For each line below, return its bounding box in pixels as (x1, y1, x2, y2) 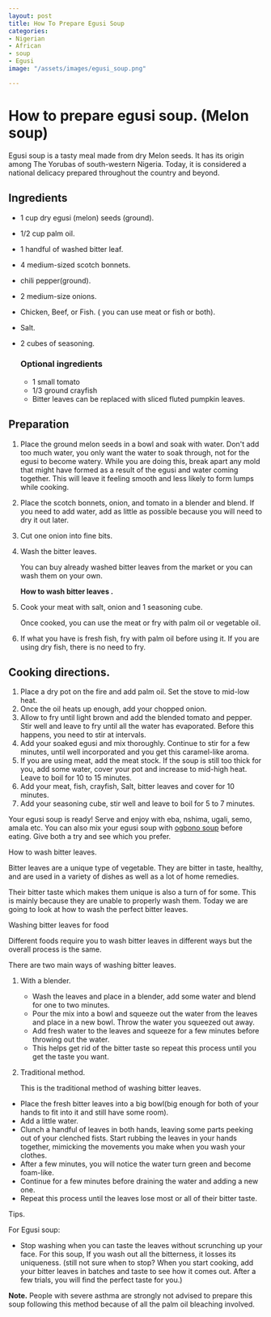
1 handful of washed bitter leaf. (19, 244, 124, 254)
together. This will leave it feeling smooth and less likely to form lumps (19, 473, 255, 483)
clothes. (19, 1151, 48, 1161)
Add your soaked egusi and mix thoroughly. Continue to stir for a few (19, 739, 251, 748)
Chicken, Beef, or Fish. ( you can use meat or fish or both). (19, 307, 216, 317)
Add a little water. (19, 1116, 79, 1126)
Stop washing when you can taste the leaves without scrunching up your (19, 1241, 263, 1251)
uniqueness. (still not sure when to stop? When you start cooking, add (19, 1258, 254, 1268)
